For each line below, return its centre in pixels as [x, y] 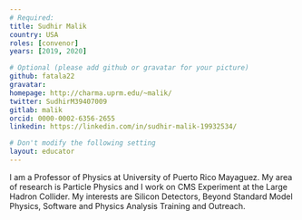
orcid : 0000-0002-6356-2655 [63, 119]
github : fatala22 [42, 77]
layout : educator [42, 152]
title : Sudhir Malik [49, 26]
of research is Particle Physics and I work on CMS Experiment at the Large [149, 187]
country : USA [34, 34]
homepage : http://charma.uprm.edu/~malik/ [91, 93]
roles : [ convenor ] [44, 43]
